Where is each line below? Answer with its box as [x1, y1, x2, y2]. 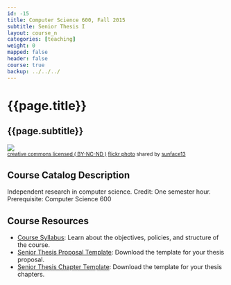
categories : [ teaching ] [7, 36, 76, 43]
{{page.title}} [7, 98, 87, 113]
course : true [7, 62, 45, 68]
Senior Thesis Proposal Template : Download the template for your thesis [17, 248, 224, 257]
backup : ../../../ [7, 68, 60, 75]
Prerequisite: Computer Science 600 [7, 195, 112, 203]
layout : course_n [7, 29, 58, 37]
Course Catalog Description [7, 169, 130, 181]
